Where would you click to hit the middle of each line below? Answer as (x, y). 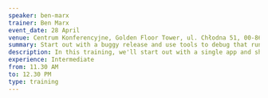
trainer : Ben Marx (39, 23)
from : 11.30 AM (33, 67)
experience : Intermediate (51, 60)
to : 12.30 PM (30, 74)
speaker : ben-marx (39, 15)
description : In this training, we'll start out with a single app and (130, 52)
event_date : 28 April (44, 30)
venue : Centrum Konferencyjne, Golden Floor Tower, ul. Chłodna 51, (124, 38)
